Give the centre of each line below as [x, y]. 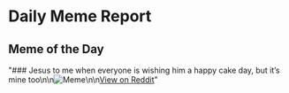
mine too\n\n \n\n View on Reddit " [83, 80]
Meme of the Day [56, 49]
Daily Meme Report [80, 16]
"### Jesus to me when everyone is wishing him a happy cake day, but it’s [144, 70]
